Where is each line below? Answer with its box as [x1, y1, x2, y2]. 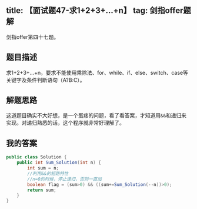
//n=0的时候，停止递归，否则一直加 [27, 176, 102, 182]
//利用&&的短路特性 [27, 170, 69, 177]
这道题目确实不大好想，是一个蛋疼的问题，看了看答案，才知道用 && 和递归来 [6, 112, 187, 119]
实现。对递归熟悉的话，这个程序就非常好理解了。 [6, 120, 125, 127]
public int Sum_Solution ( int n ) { [16, 160, 101, 166]
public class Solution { [6, 154, 67, 160]
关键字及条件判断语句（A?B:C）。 [6, 76, 85, 84]
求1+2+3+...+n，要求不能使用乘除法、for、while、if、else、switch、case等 [6, 69, 188, 76]
